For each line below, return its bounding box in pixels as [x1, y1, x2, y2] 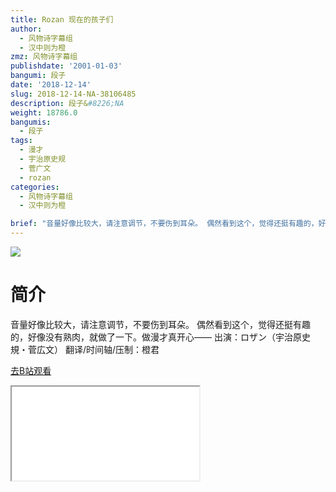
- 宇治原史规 [19, 154, 67, 164]
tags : [10, 136, 33, 146]
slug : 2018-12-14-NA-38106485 [10, 89, 137, 99]
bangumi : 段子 [10, 71, 67, 81]
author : [10, 24, 43, 34]
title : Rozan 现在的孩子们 [10, 14, 114, 25]
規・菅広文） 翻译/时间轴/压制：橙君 [10, 343, 160, 355]
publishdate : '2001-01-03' [10, 61, 123, 71]
